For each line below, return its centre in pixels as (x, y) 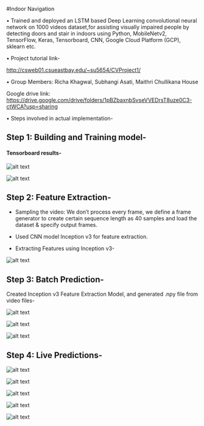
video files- (21, 301)
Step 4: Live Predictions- (54, 355)
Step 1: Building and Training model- (76, 137)
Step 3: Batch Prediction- (55, 279)
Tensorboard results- (34, 153)
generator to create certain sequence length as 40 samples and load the (106, 218)
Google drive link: (28, 93)
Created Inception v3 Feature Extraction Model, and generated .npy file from (102, 294)
